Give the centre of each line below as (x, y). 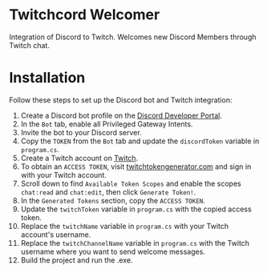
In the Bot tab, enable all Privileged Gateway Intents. (107, 124)
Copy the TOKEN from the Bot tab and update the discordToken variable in (140, 141)
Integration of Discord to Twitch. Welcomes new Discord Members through (133, 37)
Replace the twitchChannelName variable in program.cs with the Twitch (135, 243)
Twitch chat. (30, 45)
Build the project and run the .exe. (77, 260)
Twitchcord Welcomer (85, 15)
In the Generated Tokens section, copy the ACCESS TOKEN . (113, 200)
